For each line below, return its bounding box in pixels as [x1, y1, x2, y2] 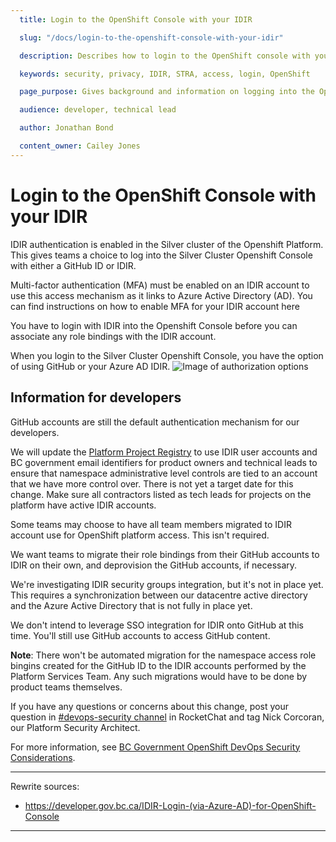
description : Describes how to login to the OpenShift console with [19, 51, 311, 61]
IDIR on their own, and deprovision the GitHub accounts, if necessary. [10, 559, 298, 571]
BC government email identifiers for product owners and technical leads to [10, 456, 318, 468]
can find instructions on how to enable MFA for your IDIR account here [10, 300, 300, 312]
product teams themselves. [10, 681, 123, 693]
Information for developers [10, 389, 182, 406]
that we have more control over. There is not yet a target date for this [10, 477, 294, 490]
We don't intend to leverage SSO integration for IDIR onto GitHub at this [10, 619, 304, 631]
